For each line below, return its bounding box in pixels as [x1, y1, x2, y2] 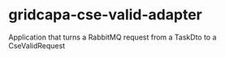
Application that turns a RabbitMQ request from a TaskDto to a [8, 32, 217, 42]
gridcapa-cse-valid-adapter [8, 6, 203, 24]
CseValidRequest [8, 40, 66, 50]
